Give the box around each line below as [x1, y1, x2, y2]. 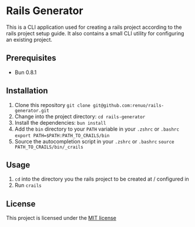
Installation [6, 86, 48, 96]
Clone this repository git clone [14, 101, 91, 108]
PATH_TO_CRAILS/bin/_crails [14, 144, 83, 150]
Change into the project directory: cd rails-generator [14, 113, 146, 120]
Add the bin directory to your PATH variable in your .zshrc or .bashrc [14, 125, 180, 132]
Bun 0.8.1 [14, 69, 37, 76]
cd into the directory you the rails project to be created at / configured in [14, 175, 189, 183]
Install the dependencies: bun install [14, 119, 106, 126]
